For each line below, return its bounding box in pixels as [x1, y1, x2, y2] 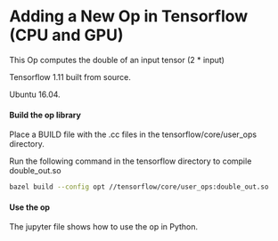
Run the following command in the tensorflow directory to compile [9, 156, 252, 166]
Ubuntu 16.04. [9, 89, 61, 100]
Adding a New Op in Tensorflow [9, 6, 249, 27]
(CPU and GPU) [9, 25, 124, 45]
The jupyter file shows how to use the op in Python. [9, 221, 199, 232]
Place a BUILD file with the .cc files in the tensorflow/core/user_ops [9, 129, 257, 140]
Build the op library [9, 109, 82, 120]
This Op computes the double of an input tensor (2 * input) [9, 54, 225, 65]
